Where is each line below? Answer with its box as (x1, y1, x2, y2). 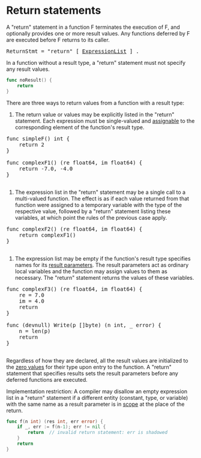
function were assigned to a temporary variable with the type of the (14, 201, 182, 208)
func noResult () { (6, 77, 52, 83)
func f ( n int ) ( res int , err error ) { (6, 418, 103, 424)
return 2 (19, 141, 45, 148)
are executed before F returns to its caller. (6, 36, 110, 43)
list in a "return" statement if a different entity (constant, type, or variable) (6, 394, 188, 401)
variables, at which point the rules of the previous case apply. (14, 214, 167, 221)
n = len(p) (19, 328, 51, 334)
